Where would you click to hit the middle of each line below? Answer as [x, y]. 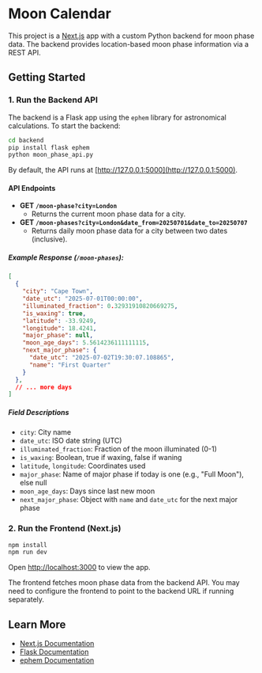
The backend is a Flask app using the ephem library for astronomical [117, 117]
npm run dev [28, 552]
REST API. [24, 52]
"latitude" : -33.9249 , [60, 321]
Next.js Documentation [57, 644]
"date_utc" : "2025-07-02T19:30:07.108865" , [102, 358]
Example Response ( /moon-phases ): [66, 257]
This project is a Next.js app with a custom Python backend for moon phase [131, 36]
